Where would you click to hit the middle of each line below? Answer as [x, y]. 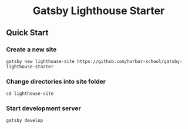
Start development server [43, 108]
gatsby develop [25, 121]
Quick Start [27, 33]
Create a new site [31, 49]
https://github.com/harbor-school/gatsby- [130, 61]
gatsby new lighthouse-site [41, 61]
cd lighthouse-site [30, 94]
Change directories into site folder [56, 81]
